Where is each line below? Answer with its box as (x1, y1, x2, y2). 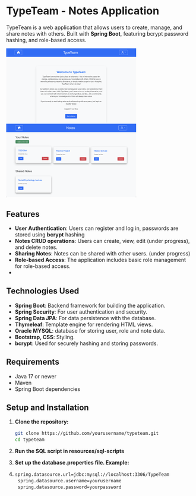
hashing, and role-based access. (6, 36, 87, 43)
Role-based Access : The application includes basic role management (14, 256, 186, 263)
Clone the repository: (14, 418, 69, 425)
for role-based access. (14, 263, 71, 270)
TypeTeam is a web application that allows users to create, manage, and (6, 24, 183, 31)
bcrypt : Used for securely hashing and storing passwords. (14, 340, 159, 347)
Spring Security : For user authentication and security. (14, 308, 147, 315)
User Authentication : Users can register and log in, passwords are (14, 225, 179, 232)
